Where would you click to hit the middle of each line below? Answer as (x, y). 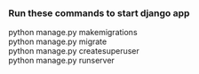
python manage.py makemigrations (73, 33)
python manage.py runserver (61, 61)
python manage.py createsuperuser (74, 51)
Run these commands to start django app (99, 13)
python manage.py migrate (58, 41)
